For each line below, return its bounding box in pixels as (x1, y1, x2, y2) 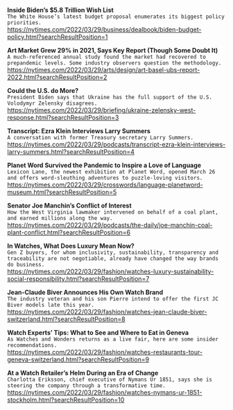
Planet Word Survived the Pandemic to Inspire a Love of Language (7, 161, 202, 169)
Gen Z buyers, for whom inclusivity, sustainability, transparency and (7, 249, 218, 256)
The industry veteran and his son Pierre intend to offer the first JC (7, 296, 218, 302)
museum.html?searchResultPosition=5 (7, 188, 117, 196)
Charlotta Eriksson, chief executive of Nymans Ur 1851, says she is (7, 376, 213, 383)
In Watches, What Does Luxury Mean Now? (7, 242, 135, 250)
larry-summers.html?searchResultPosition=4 (7, 148, 135, 155)
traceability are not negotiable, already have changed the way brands (7, 255, 218, 262)
